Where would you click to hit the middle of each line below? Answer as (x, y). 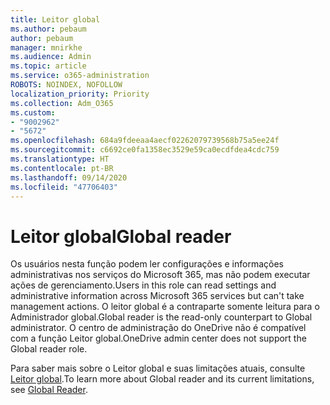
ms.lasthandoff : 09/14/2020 (69, 177)
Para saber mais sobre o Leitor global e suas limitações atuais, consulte (158, 368)
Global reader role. (49, 349)
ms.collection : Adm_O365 (62, 103)
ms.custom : (33, 112)
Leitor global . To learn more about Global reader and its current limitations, (162, 379)
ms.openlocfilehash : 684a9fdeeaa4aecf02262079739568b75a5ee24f (145, 141)
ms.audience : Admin (51, 57)
